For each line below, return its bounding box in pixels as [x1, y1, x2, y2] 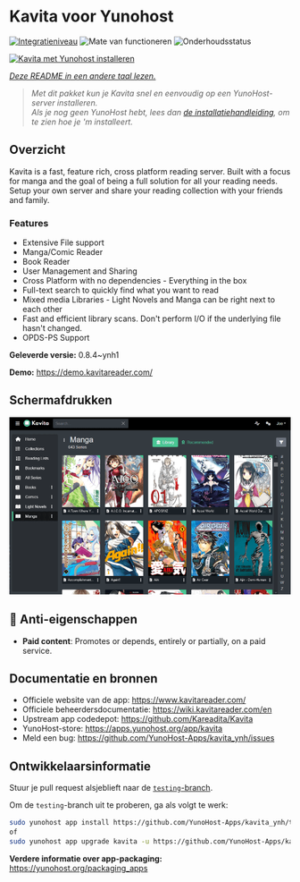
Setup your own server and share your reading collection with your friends [9, 185, 283, 196]
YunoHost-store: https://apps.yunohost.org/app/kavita [21, 723, 223, 734]
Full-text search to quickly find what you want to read [21, 284, 219, 296]
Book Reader [21, 257, 71, 267]
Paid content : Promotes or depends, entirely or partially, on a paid [21, 635, 266, 646]
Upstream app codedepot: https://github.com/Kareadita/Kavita [21, 714, 254, 725]
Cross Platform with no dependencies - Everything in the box [21, 276, 247, 286]
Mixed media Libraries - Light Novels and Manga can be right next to [21, 294, 275, 305]
